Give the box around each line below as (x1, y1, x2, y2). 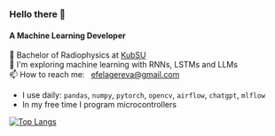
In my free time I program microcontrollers (21, 100, 177, 110)
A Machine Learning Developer (9, 30, 126, 41)
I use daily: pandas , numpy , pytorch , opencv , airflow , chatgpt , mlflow (21, 90, 266, 100)
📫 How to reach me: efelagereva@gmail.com (9, 69, 180, 80)
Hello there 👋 (9, 8, 67, 20)
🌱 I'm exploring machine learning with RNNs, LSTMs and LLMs (9, 60, 238, 70)
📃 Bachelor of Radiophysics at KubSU (9, 50, 146, 60)
